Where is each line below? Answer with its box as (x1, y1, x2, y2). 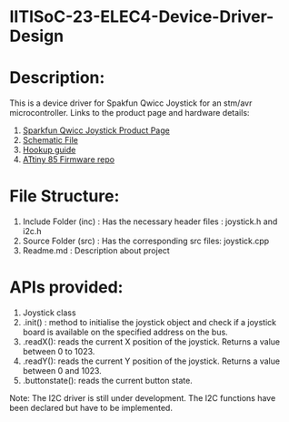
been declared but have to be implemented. (9, 403, 173, 413)
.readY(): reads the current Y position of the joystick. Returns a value (22, 355, 280, 366)
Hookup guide (22, 144, 76, 156)
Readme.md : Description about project (22, 245, 170, 256)
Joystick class (22, 307, 76, 318)
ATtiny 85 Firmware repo (22, 154, 115, 165)
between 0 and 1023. (22, 365, 102, 376)
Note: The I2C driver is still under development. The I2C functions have (9, 393, 276, 403)
